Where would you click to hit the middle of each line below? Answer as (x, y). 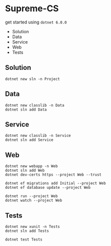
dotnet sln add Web (25, 171)
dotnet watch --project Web (34, 201)
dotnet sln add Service (29, 140)
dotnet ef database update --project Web (48, 188)
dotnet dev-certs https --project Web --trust (53, 175)
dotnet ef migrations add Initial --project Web (55, 183)
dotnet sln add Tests (27, 231)
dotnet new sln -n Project (33, 79)
